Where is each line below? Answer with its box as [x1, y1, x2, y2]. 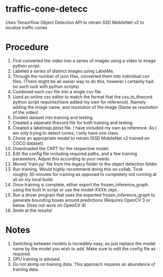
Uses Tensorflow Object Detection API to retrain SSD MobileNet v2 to [5, 19, 145, 25]
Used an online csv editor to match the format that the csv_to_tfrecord [12, 94, 152, 100]
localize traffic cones [5, 24, 48, 30]
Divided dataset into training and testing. [12, 114, 94, 120]
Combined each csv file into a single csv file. [12, 88, 102, 94]
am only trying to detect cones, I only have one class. [12, 130, 119, 136]
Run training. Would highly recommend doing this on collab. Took [12, 166, 143, 172]
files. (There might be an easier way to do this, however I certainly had [12, 78, 154, 84]
